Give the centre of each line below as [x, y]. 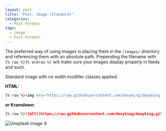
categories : [17, 19]
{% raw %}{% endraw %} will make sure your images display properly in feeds [83, 62]
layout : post [19, 10]
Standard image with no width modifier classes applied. [62, 77]
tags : [11, 28]
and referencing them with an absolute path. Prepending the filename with [81, 56]
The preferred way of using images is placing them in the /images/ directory [83, 51]
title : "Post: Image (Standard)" [40, 14]
